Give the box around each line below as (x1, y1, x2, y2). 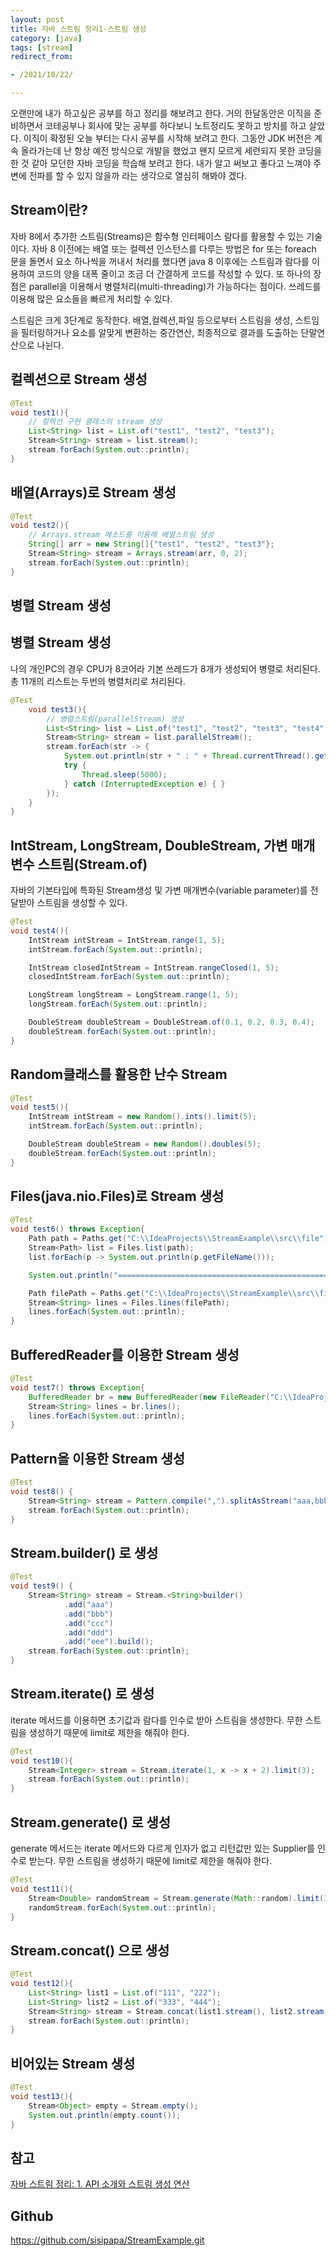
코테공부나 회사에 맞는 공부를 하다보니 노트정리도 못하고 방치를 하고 (44, 120, 307, 131)
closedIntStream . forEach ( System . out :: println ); (28, 972, 230, 982)
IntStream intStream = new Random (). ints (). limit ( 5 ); (28, 1112, 257, 1122)
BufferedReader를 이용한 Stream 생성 (10, 1346, 240, 1363)
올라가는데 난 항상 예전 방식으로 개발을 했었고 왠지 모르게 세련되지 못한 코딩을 (20, 145, 323, 156)
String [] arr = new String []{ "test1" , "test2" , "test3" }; (28, 539, 275, 550)
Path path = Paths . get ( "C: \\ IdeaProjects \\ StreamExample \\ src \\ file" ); (28, 1234, 333, 1244)
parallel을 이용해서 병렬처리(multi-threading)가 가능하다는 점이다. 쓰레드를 (28, 280, 322, 292)
